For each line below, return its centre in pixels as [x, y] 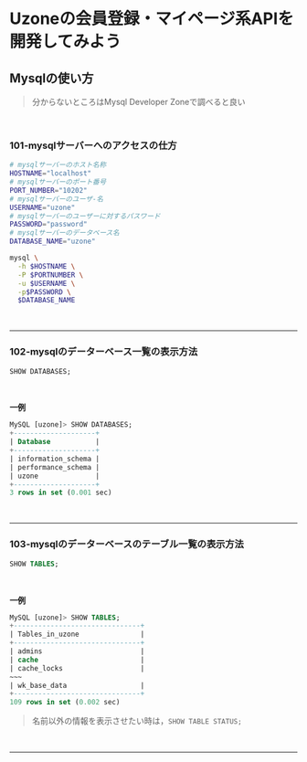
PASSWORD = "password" [49, 225]
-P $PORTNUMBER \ [51, 275]
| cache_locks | [77, 668]
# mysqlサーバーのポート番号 [58, 182]
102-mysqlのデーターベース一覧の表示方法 [104, 352]
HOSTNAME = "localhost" [51, 174]
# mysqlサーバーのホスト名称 [58, 165]
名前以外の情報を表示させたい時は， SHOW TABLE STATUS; [137, 721]
